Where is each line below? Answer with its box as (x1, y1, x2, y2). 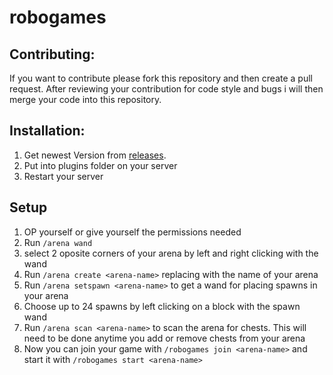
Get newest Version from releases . (23, 149, 167, 161)
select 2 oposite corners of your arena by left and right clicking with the (23, 247, 319, 259)
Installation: (9, 122, 86, 140)
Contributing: (9, 46, 96, 63)
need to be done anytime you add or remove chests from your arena (23, 332, 306, 344)
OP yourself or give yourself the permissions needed (23, 226, 242, 238)
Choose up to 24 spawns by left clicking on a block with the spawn (23, 300, 301, 312)
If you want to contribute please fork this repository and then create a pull (9, 72, 313, 84)
